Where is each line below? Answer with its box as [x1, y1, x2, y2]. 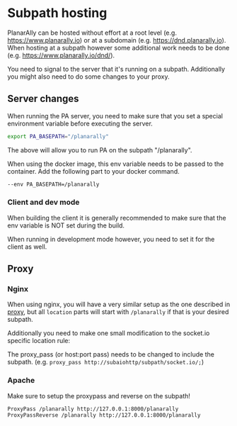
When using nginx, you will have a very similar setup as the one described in [7, 300, 231, 309]
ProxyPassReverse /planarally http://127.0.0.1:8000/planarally [7, 411, 201, 419]
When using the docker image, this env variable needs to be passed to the [7, 159, 224, 168]
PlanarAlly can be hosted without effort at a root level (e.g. [7, 28, 177, 37]
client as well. [7, 242, 47, 251]
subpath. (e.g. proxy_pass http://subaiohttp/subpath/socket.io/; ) [7, 358, 204, 366]
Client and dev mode [7, 197, 80, 207]
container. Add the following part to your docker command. [7, 167, 180, 175]
